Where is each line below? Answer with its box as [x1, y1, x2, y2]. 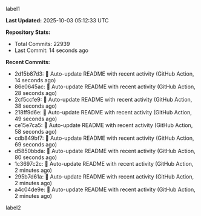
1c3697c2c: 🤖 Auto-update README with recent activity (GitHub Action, [14, 160, 194, 167]
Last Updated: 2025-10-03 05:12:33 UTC [5, 17, 110, 24]
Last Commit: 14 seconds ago [14, 47, 89, 54]
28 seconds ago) [14, 90, 57, 96]
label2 [5, 204, 21, 211]
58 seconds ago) [14, 128, 57, 135]
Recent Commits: [5, 59, 50, 65]
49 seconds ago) [14, 115, 58, 122]
